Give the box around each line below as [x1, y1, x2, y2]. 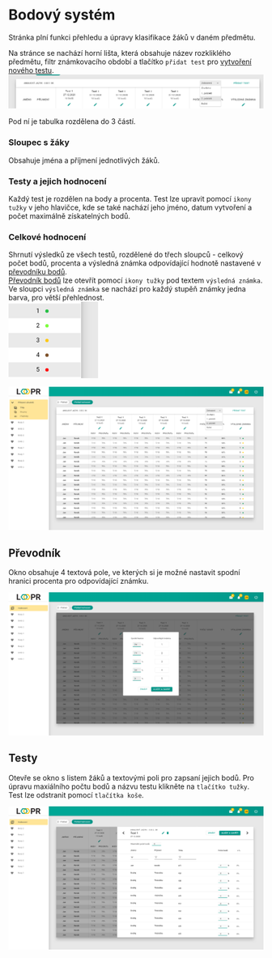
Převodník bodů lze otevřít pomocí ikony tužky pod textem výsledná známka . [8, 275, 263, 285]
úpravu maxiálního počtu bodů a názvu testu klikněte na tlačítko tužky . [8, 781, 250, 791]
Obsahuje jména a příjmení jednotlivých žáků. [8, 155, 160, 165]
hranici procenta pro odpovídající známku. [8, 577, 149, 586]
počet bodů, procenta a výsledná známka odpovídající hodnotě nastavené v [8, 258, 261, 268]
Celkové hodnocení [8, 231, 87, 242]
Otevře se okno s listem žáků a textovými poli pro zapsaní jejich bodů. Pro [8, 773, 255, 782]
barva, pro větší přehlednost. [8, 293, 105, 303]
